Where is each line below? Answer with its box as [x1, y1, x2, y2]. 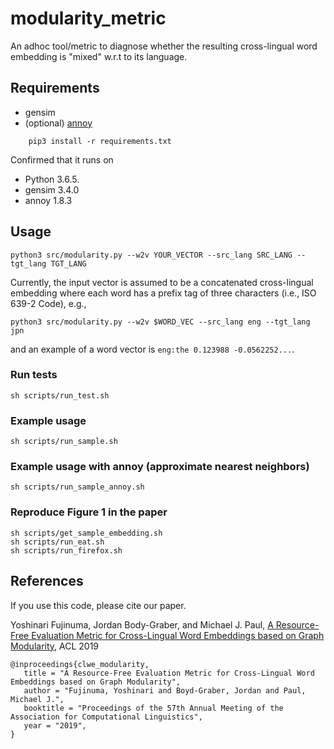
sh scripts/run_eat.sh [10, 537, 105, 547]
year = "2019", [23, 720, 87, 731]
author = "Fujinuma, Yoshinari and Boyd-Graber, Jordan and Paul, [23, 685, 307, 696]
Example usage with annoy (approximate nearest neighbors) [10, 460, 310, 474]
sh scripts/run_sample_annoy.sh [10, 482, 145, 492]
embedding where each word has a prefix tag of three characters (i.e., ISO [10, 287, 317, 299]
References [10, 573, 84, 590]
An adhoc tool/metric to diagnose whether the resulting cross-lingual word [10, 40, 318, 52]
